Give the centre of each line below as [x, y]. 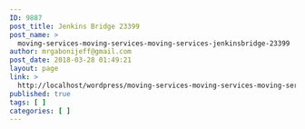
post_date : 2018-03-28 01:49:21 [70, 60]
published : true [40, 94]
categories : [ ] [40, 111]
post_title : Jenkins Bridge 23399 [75, 26]
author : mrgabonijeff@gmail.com [70, 52]
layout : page [34, 69]
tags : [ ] [28, 102]
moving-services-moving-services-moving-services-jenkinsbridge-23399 [154, 43]
